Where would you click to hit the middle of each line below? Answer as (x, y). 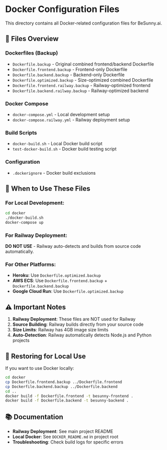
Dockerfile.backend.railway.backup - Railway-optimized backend (80, 91)
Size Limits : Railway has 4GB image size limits (60, 330)
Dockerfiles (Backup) (32, 53)
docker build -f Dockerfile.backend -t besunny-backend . (67, 401)
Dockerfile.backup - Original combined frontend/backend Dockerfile (83, 64)
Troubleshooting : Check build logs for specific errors (68, 442)
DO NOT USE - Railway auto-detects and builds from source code (73, 246)
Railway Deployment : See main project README (63, 431)
